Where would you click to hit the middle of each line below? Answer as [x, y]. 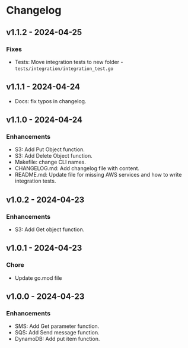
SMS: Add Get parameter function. [57, 326]
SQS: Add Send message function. [57, 333]
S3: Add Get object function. [50, 229]
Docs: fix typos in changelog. [50, 101]
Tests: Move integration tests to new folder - [69, 62]
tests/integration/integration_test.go [64, 69]
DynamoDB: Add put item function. [57, 339]
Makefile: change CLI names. [50, 162]
